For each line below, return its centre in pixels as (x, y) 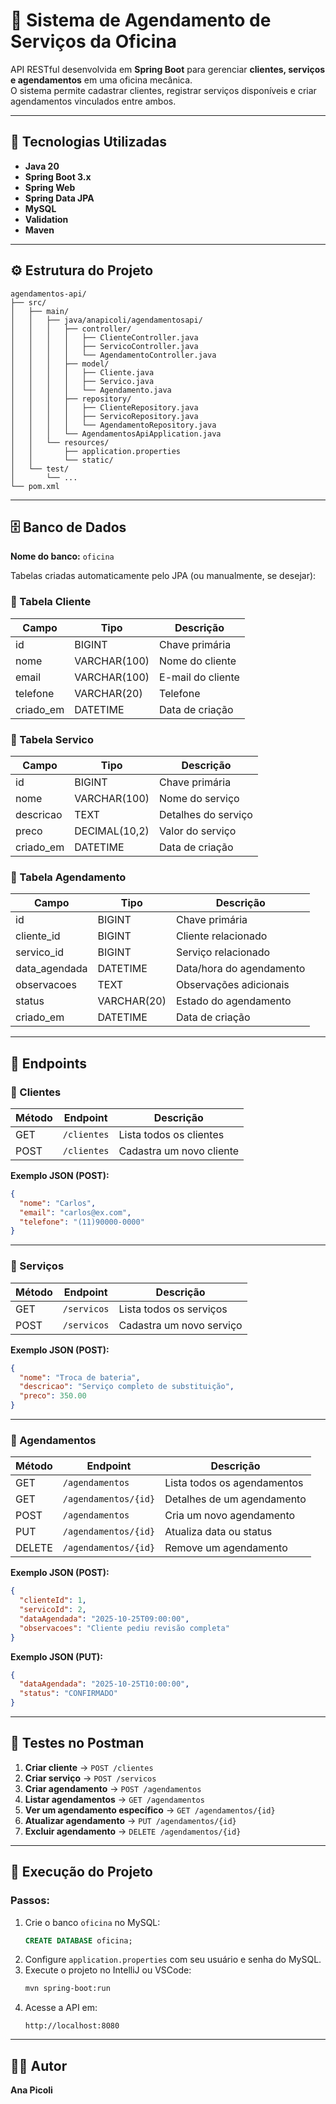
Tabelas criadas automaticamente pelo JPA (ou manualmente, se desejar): (163, 576)
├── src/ (28, 302)
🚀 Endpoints (49, 1063)
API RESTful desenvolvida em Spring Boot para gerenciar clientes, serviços (168, 69)
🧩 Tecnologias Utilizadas (88, 142)
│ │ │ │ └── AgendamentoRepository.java (113, 425)
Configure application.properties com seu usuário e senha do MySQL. (173, 1960)
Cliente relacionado (221, 936)
